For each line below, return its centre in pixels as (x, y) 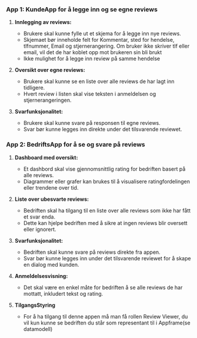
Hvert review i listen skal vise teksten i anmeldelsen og (90, 94)
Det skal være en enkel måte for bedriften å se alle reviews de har (103, 287)
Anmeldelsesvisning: (41, 276)
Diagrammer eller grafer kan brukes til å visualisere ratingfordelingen (106, 181)
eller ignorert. (40, 229)
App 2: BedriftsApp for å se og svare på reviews (76, 145)
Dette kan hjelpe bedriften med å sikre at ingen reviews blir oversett (105, 223)
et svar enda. (39, 217)
